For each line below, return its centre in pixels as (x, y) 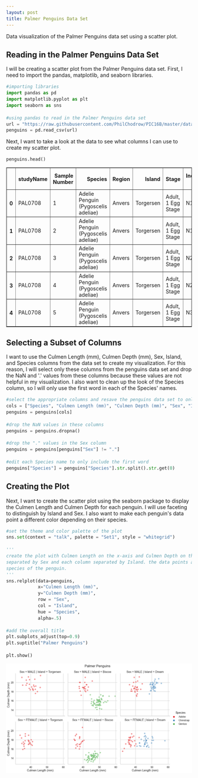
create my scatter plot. (34, 148)
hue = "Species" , (59, 612)
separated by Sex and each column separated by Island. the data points (97, 562)
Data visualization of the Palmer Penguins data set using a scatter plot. (92, 36)
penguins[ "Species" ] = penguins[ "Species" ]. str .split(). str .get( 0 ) (91, 468)
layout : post (22, 12)
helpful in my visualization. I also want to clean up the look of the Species (95, 382)
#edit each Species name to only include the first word (77, 462)
